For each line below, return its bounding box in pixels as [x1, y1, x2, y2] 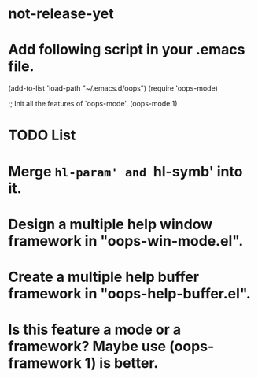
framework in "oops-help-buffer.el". [8, 284, 252, 302]
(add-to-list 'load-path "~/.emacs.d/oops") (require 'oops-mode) [8, 83, 219, 93]
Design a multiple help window [8, 215, 213, 233]
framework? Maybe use [8, 338, 167, 355]
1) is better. [84, 354, 159, 372]
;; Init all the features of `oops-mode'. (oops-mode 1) [8, 99, 178, 109]
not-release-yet [8, 5, 114, 23]
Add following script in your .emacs [8, 41, 245, 59]
